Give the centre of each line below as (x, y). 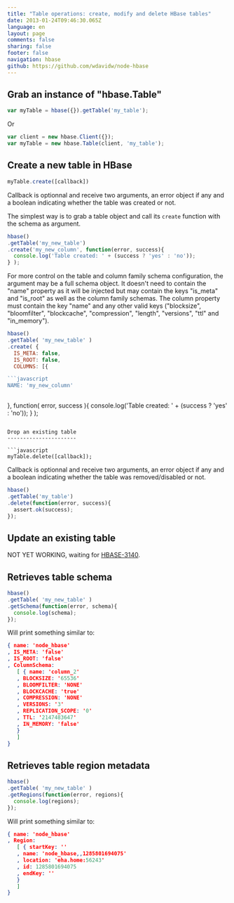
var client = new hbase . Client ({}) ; (61, 137)
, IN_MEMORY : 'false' (48, 724)
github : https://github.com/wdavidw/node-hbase (78, 66)
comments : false (31, 40)
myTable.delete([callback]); (50, 457)
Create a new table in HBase (70, 165)
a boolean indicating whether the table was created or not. (92, 202)
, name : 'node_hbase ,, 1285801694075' (72, 854)
